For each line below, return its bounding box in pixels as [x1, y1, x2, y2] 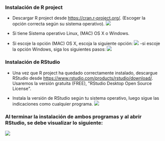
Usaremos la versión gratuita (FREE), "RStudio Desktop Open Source [12, 80, 152, 86]
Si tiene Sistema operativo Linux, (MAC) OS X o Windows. [12, 30, 130, 36]
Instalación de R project [5, 4, 63, 11]
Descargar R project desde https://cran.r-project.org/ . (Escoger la [12, 15, 146, 21]
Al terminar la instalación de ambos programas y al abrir [5, 113, 142, 120]
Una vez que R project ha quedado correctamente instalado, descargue [12, 70, 158, 76]
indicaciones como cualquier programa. [12, 101, 93, 107]
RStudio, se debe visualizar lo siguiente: [5, 119, 103, 126]
